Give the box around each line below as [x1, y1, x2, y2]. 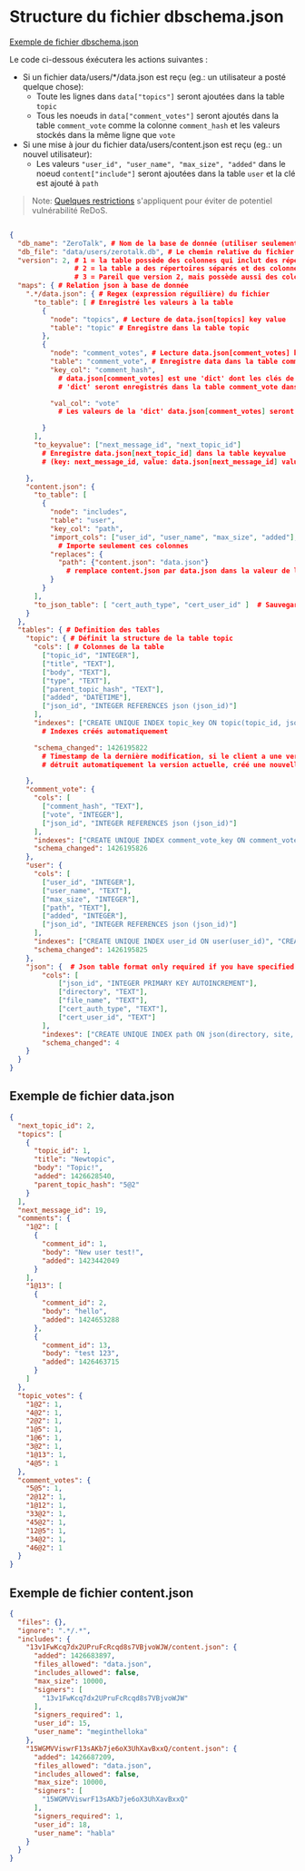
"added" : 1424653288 [42, 1315, 120, 1324]
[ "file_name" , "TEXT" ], [57, 996, 148, 1005]
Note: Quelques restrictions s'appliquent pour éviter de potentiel [31, 195, 272, 206]
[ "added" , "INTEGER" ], [42, 911, 128, 921]
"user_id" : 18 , [33, 1820, 92, 1829]
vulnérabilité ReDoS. [31, 204, 108, 215]
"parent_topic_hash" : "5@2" [33, 1180, 141, 1189]
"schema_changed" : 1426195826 [33, 844, 148, 853]
